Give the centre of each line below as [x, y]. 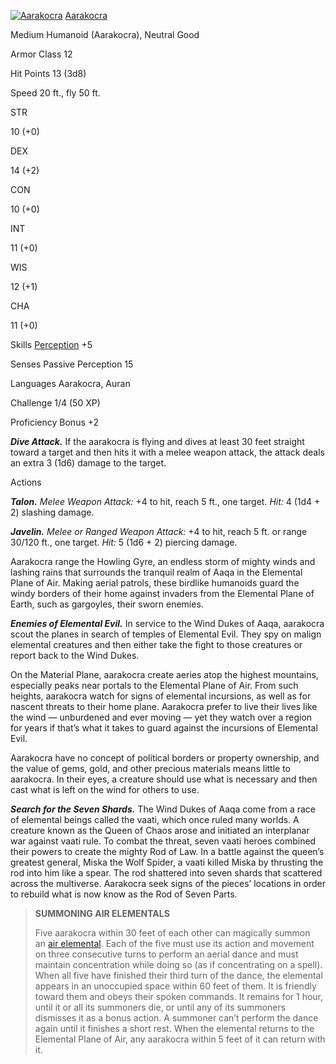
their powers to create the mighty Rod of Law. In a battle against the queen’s [167, 851]
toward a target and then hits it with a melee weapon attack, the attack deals [167, 452]
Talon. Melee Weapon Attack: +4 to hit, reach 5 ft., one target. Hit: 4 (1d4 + [165, 501]
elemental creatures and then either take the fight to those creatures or [156, 644]
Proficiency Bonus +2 [55, 422]
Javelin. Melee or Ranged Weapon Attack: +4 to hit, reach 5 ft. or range [159, 531]
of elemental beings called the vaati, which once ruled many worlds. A [155, 819]
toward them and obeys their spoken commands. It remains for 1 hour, [179, 996]
